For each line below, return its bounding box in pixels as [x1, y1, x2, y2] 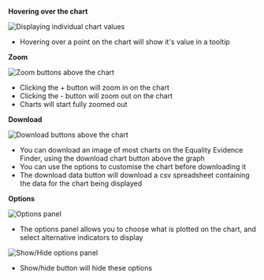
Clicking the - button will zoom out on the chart [19, 91, 173, 101]
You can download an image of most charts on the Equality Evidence [19, 146, 244, 154]
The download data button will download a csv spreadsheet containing [19, 171, 250, 179]
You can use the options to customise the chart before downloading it [19, 162, 247, 171]
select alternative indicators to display [19, 233, 143, 242]
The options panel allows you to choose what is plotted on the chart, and [19, 224, 256, 234]
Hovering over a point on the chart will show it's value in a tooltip [19, 37, 230, 46]
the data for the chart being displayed [19, 179, 143, 188]
